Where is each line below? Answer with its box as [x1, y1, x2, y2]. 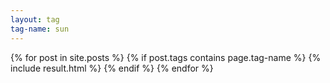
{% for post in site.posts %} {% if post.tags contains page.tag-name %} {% [10, 51, 322, 63]
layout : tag [10, 14, 60, 25]
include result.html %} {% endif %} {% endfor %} [10, 62, 214, 74]
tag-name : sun [10, 24, 70, 34]
